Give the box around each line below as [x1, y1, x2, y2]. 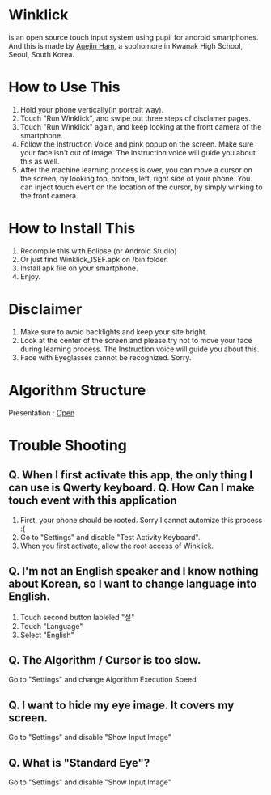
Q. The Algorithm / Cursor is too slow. [8, 653, 201, 667]
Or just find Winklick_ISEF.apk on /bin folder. [19, 254, 168, 264]
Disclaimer [8, 300, 83, 318]
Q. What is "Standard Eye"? [8, 755, 150, 770]
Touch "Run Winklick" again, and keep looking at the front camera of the [19, 121, 262, 131]
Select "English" [19, 630, 74, 640]
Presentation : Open [8, 407, 75, 418]
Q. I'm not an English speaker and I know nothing [8, 564, 259, 578]
